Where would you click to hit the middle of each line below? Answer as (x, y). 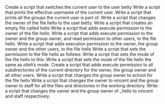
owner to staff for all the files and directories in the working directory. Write (81, 86)
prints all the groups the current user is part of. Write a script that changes (81, 17)
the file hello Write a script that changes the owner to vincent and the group (82, 80)
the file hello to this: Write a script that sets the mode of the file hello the (78, 59)
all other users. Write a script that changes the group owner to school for (79, 75)
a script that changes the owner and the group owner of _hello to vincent (79, 91)
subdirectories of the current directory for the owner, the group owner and (81, 70)
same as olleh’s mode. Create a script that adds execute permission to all (79, 65)
